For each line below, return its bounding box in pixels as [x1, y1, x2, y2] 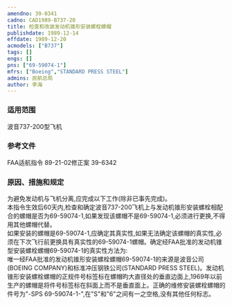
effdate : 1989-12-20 [7, 36, 67, 43]
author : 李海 [7, 81, 43, 88]
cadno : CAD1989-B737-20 [7, 17, 76, 24]
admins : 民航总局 [7, 74, 53, 82]
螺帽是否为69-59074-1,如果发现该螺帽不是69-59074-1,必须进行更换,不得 [19, 212, 226, 220]
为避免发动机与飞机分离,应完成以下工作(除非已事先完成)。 [7, 195, 172, 203]
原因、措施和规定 [7, 177, 64, 187]
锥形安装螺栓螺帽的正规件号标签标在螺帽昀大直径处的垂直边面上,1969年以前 [7, 272, 223, 281]
